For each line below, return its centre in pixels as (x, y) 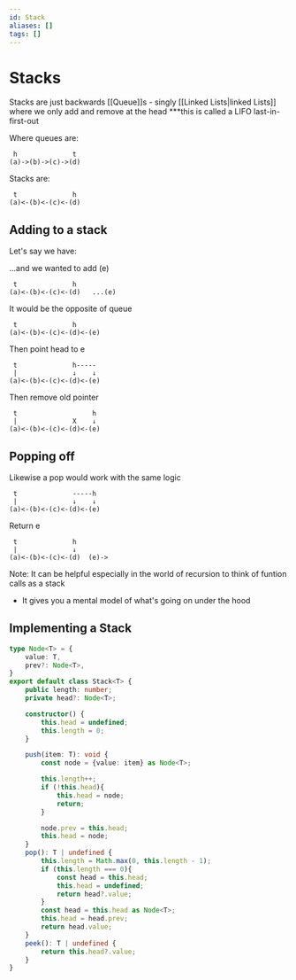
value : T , (43, 657)
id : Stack (27, 17)
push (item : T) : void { (67, 755)
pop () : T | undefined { (69, 853)
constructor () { (55, 714)
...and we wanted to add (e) (59, 268)
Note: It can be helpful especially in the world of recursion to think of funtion (148, 573)
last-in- (267, 112)
